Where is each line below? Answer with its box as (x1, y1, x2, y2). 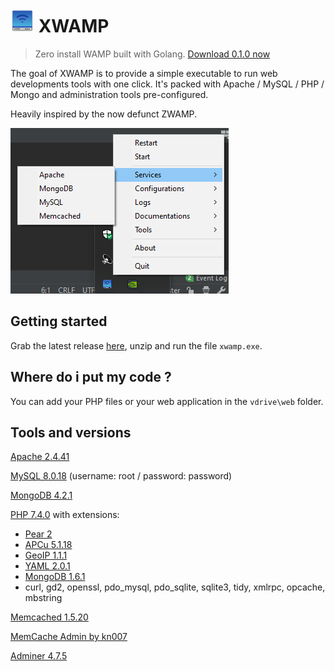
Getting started (10, 313, 108, 330)
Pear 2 (24, 528, 53, 540)
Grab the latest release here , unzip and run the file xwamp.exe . (10, 339, 263, 352)
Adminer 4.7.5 (10, 650, 68, 662)
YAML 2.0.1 (24, 560, 71, 572)
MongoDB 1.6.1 (24, 571, 86, 583)
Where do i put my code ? (10, 369, 172, 386)
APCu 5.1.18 (24, 539, 73, 551)
